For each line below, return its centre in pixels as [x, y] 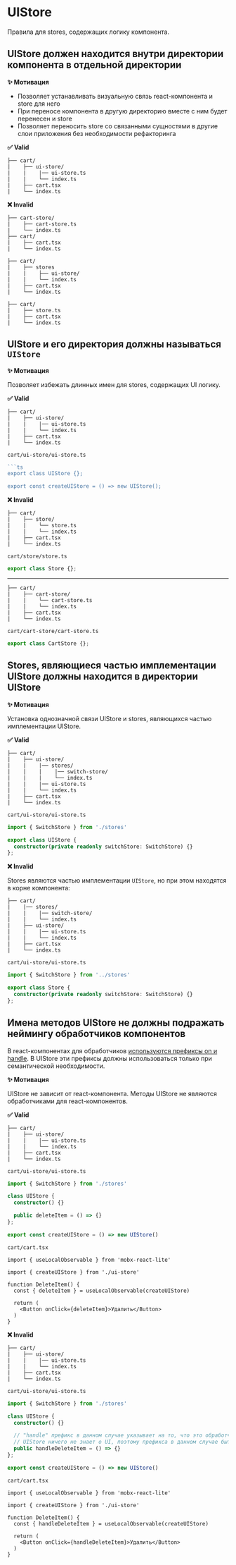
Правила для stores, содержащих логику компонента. [88, 32]
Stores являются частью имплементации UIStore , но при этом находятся [117, 880]
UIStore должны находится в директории [103, 676]
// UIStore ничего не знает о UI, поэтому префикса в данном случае [116, 1442]
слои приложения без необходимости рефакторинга [97, 133]
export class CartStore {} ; [48, 644]
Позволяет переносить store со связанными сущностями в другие [118, 126]
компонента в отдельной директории [94, 65]
